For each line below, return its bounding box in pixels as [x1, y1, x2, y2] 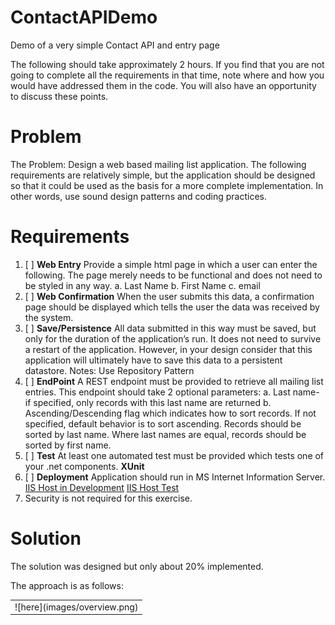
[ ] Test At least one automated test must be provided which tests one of [24, 449, 325, 461]
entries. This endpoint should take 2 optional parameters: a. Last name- [24, 386, 320, 398]
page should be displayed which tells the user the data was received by [24, 301, 320, 313]
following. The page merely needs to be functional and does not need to [24, 269, 323, 281]
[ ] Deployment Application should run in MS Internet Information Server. [24, 471, 326, 483]
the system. [24, 311, 74, 323]
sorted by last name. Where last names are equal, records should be [24, 428, 307, 440]
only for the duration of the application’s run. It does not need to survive [24, 332, 322, 345]
